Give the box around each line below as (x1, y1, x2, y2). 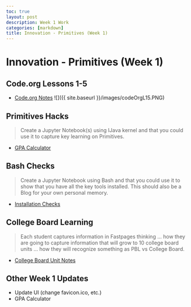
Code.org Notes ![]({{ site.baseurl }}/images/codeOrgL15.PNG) (14, 94, 165, 101)
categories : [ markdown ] (6, 25, 64, 31)
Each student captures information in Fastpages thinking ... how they (20, 233, 185, 240)
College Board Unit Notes (14, 257, 76, 264)
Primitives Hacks (6, 111, 69, 121)
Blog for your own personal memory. (20, 189, 109, 196)
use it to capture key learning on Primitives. (20, 133, 125, 140)
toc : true (6, 8, 30, 15)
